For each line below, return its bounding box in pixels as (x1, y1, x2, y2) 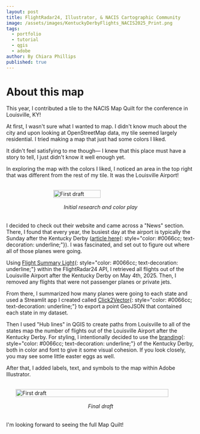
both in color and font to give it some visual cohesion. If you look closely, (6, 346, 186, 353)
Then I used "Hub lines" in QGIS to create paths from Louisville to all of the (6, 321, 190, 328)
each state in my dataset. (6, 309, 69, 316)
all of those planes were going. (6, 248, 83, 255)
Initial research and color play (63, 204, 138, 211)
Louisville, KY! (6, 111, 41, 118)
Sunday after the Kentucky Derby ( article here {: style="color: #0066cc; (6, 235, 182, 242)
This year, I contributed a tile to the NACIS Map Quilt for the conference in (6, 105, 189, 112)
